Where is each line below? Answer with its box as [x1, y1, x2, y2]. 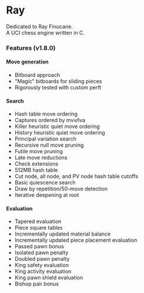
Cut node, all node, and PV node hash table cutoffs [14, 173, 138, 180]
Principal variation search [14, 136, 76, 143]
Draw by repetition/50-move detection [14, 186, 108, 193]
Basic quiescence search [14, 179, 76, 186]
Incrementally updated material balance [14, 230, 111, 238]
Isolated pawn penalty [14, 249, 69, 256]
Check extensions [14, 160, 59, 167]
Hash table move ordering [14, 110, 78, 117]
